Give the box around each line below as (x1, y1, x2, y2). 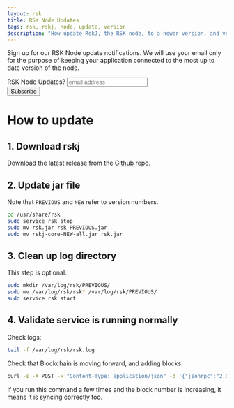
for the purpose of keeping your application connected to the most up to (7, 57, 215, 65)
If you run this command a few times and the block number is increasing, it (7, 385, 221, 393)
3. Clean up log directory (7, 249, 117, 262)
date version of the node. (7, 64, 80, 72)
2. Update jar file (7, 179, 81, 191)
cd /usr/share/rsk (7, 211, 61, 219)
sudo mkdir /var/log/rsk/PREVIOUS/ (7, 282, 111, 289)
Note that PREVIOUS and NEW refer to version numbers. (7, 198, 159, 206)
